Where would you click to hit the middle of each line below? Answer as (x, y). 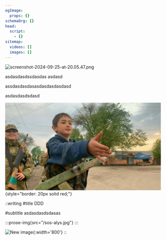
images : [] (21, 52)
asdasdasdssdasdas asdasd (34, 76)
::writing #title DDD (24, 203)
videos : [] (21, 47)
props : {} (20, 16)
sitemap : (14, 42)
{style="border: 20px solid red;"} (39, 194)
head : (11, 26)
